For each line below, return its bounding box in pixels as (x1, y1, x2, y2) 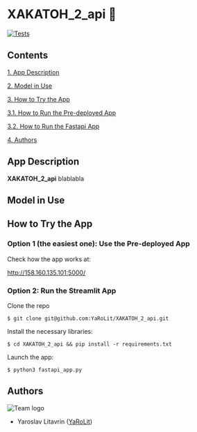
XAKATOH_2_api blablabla (7, 174, 85, 183)
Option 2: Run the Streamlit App (7, 286, 117, 295)
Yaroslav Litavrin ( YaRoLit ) (17, 417, 93, 426)
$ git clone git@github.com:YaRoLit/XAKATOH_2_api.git (7, 315, 169, 322)
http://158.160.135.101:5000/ (7, 268, 86, 277)
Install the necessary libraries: (7, 327, 94, 335)
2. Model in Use (7, 82, 53, 90)
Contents (7, 49, 49, 61)
